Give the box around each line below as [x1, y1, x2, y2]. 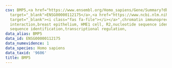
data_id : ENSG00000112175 [5, 36, 60, 41]
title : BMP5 [5, 55, 31, 60]
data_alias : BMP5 [5, 31, 42, 36]
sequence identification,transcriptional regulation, [10, 27, 127, 32]
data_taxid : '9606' [5, 50, 47, 55]
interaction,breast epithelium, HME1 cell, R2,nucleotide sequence [10, 21, 157, 27]
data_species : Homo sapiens [5, 46, 66, 51]
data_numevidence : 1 [5, 41, 50, 46]
